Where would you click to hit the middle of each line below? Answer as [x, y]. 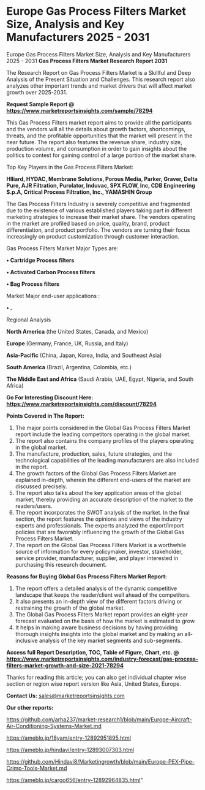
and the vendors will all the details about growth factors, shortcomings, [96, 129]
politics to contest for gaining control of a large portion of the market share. [101, 155]
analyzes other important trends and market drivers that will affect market [99, 86]
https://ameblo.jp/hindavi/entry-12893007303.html [70, 750]
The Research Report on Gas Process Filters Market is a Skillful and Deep [99, 72]
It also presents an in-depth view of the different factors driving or [99, 601]
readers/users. [34, 506]
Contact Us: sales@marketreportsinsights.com [66, 696]
